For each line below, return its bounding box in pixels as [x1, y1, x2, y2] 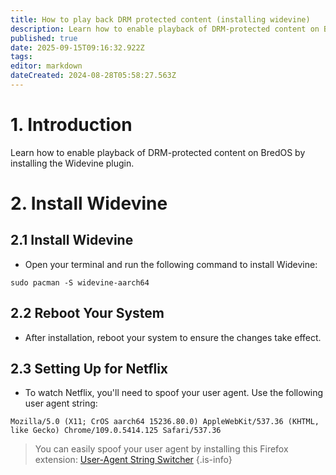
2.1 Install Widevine [10, 232, 134, 249]
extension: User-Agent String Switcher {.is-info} [34, 454, 233, 466]
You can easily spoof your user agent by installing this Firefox [34, 443, 289, 455]
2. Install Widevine [10, 192, 168, 215]
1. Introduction [10, 114, 133, 136]
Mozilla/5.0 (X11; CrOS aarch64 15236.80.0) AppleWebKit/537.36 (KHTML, [10, 417, 320, 427]
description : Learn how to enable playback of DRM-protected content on [10, 24, 320, 34]
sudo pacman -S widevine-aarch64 [10, 277, 150, 288]
